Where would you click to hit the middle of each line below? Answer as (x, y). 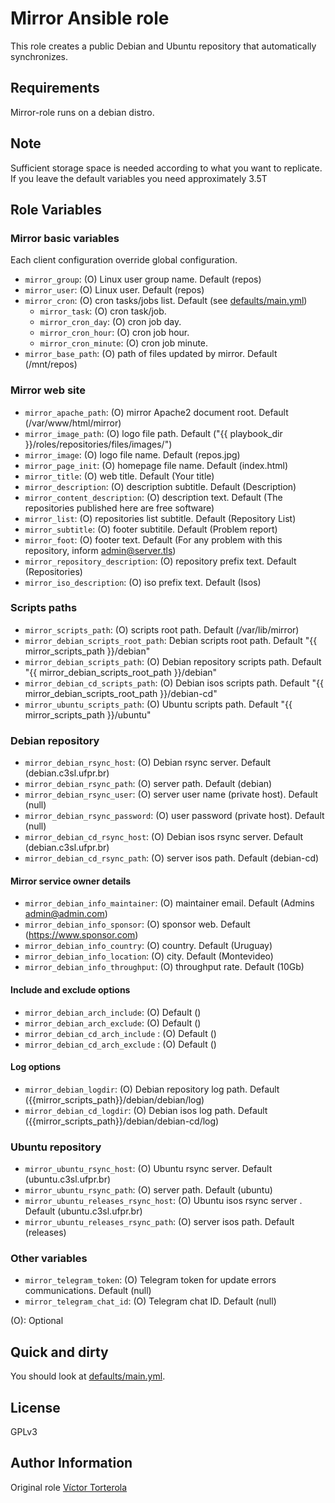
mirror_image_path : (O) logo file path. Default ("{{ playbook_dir (153, 433)
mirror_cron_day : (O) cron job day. (110, 322)
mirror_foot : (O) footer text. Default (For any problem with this (153, 539)
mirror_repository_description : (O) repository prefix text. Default (160, 561)
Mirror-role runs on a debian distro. (82, 112)
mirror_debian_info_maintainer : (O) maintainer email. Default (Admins (169, 903)
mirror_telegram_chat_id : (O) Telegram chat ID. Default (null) (150, 1301)
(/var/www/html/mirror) (73, 423)
